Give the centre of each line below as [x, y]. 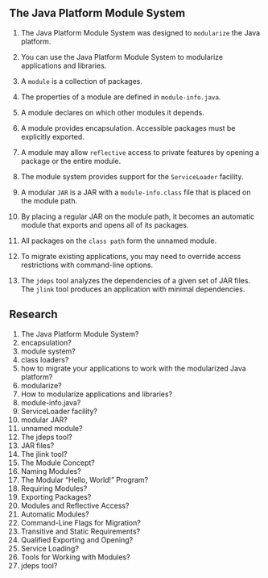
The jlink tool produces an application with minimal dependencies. [133, 289]
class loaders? [45, 359]
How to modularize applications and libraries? [97, 394]
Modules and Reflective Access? [75, 505]
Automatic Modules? [55, 514]
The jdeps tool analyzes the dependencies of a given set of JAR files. [136, 280]
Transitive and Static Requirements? [80, 531]
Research [34, 314]
